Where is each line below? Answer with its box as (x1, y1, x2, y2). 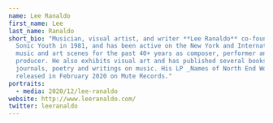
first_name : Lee (8, 19, 63, 28)
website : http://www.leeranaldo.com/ (8, 95, 136, 103)
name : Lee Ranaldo (8, 11, 71, 20)
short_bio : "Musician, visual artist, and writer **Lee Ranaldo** (8, 34, 238, 43)
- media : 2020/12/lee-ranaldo (15, 87, 118, 95)
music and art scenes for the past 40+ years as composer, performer (15, 49, 256, 57)
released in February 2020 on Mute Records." (15, 72, 173, 80)
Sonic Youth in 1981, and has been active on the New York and (15, 42, 234, 50)
